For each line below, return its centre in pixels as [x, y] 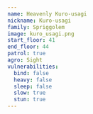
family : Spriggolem [36, 27]
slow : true [30, 93]
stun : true [30, 100]
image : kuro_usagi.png [41, 34]
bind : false [32, 73]
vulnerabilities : [33, 67]
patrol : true [27, 54]
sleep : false [33, 86]
